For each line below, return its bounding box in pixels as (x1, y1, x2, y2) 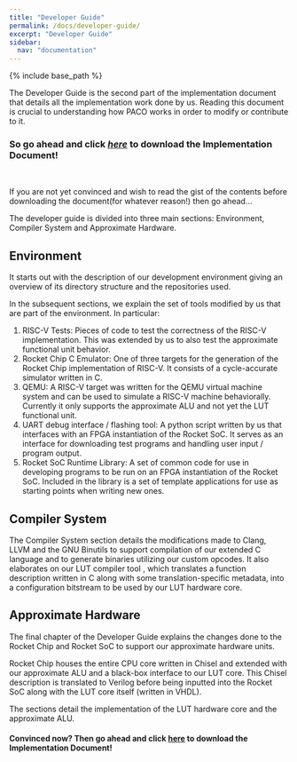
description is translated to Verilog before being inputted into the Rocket (9, 677, 273, 687)
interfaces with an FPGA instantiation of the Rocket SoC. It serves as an (21, 429, 284, 440)
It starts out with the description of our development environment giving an (9, 272, 284, 282)
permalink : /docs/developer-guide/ (9, 21, 141, 30)
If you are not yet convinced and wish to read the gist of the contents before (9, 187, 288, 197)
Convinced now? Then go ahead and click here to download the (9, 734, 248, 744)
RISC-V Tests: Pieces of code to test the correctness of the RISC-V (21, 325, 267, 336)
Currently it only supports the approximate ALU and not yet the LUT (21, 401, 270, 411)
